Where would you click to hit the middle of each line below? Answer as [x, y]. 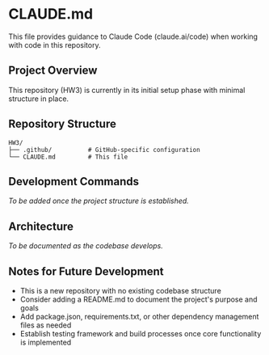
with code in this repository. [55, 44]
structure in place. [39, 99]
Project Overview [53, 71]
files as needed [46, 325]
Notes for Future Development [86, 271]
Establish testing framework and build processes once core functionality [141, 334]
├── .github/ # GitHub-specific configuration [104, 150]
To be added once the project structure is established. [99, 201]
